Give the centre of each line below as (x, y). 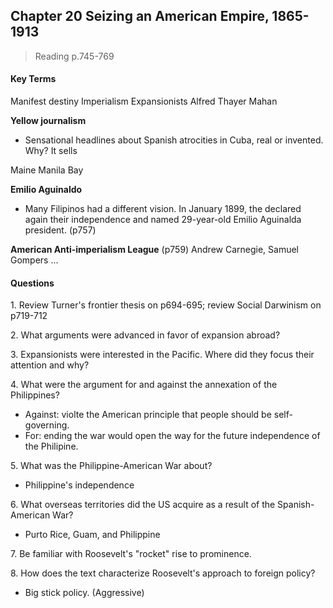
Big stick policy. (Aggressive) (84, 593)
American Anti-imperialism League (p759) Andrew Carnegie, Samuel (155, 250)
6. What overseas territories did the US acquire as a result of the (143, 505)
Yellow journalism (48, 121)
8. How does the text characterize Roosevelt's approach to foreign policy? (163, 573)
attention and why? (50, 365)
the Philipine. (51, 446)
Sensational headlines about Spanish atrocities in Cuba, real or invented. (174, 140)
